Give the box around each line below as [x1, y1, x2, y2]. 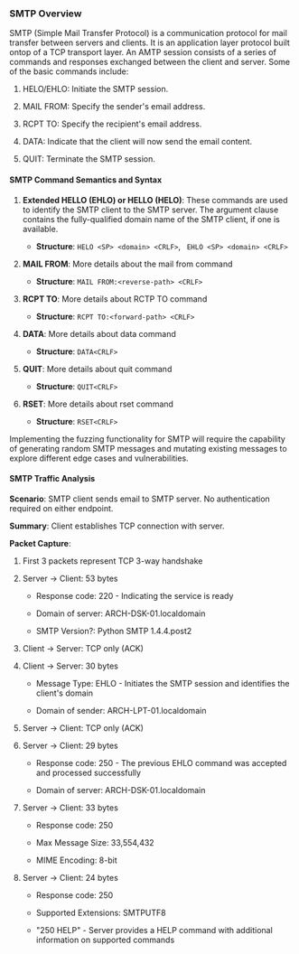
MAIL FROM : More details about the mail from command [22, 258, 233, 269]
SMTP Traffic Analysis [9, 473, 96, 484]
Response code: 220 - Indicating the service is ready [35, 590, 234, 601]
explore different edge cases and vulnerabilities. [9, 453, 189, 463]
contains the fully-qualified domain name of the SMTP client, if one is [22, 213, 280, 224]
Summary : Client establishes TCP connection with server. [9, 520, 225, 531]
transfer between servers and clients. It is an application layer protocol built [9, 37, 291, 48]
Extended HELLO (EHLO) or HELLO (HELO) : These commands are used [22, 194, 288, 205]
